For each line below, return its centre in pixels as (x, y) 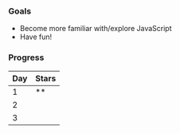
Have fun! (36, 37)
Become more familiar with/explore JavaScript (96, 29)
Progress (26, 57)
